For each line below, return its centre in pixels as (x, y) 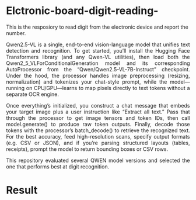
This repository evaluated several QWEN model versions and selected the (98, 160)
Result (22, 190)
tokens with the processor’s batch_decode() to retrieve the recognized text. (98, 130)
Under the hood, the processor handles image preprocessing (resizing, (98, 75)
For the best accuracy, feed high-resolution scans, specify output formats (98, 136)
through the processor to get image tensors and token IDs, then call (98, 118)
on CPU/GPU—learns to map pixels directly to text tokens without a (108, 88)
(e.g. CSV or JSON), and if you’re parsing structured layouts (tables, (98, 143)
